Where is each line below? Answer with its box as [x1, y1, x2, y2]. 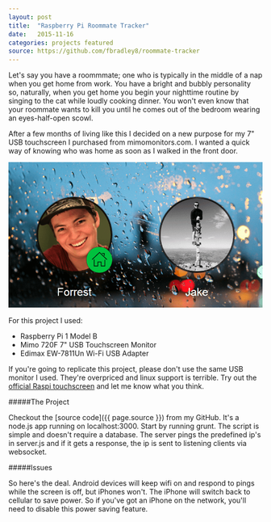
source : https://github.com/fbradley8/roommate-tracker [8, 47, 200, 56]
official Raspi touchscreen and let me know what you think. [8, 381, 204, 391]
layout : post [8, 13, 52, 21]
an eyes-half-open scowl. [8, 113, 94, 123]
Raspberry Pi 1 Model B [19, 331, 98, 341]
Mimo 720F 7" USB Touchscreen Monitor [19, 340, 157, 350]
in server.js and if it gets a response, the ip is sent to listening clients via [8, 439, 248, 448]
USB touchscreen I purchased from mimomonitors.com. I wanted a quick [8, 137, 250, 147]
